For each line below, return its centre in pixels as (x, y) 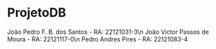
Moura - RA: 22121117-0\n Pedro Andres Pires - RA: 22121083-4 (98, 39)
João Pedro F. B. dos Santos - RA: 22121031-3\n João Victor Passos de (108, 32)
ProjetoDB (37, 13)
